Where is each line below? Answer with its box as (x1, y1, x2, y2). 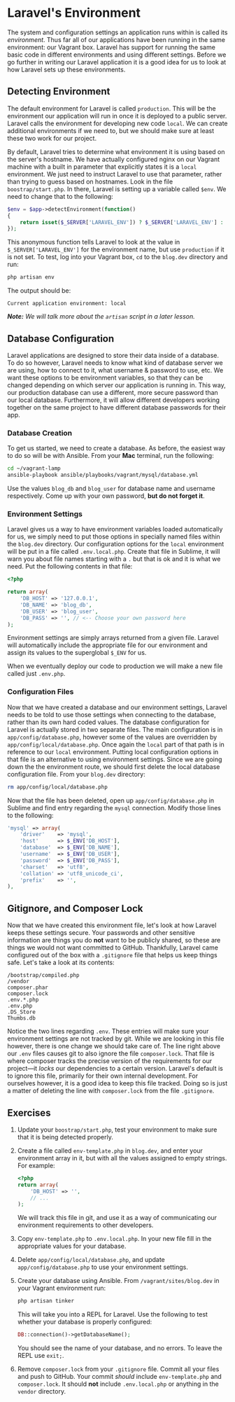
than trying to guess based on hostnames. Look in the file (7, 177, 173, 186)
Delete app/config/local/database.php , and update (17, 1256, 166, 1264)
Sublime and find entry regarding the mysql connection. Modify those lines (7, 803, 222, 812)
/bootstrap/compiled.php (7, 972, 80, 979)
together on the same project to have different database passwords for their (7, 403, 226, 411)
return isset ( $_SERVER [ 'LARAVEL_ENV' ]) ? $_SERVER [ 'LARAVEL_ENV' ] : (20, 218, 224, 225)
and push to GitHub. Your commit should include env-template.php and (17, 1373, 222, 1381)
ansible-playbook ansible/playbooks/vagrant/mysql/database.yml (7, 471, 199, 479)
